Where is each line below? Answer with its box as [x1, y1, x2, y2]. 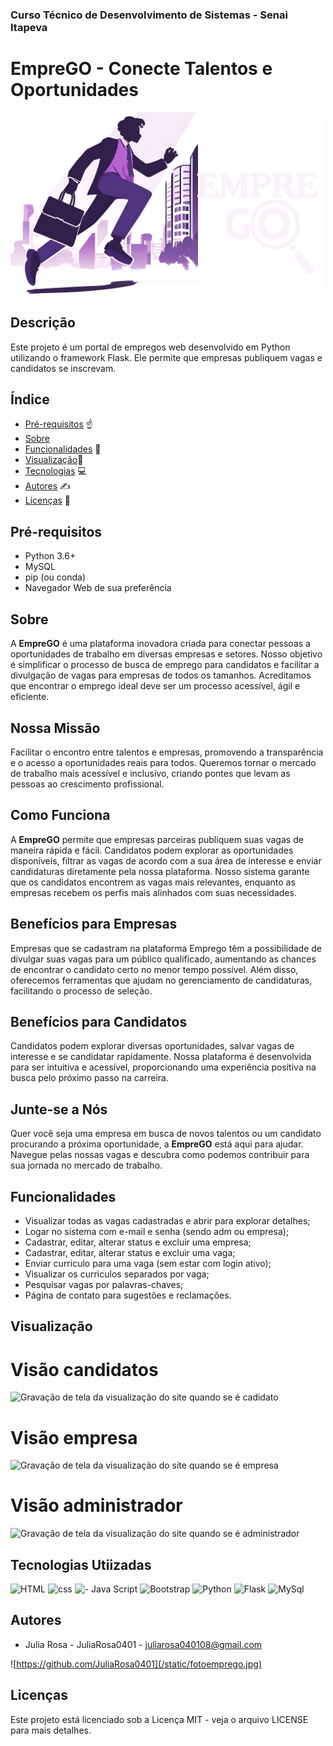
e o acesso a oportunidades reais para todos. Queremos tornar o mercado [10, 756, 317, 768]
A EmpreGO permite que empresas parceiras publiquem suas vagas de [10, 833, 304, 845]
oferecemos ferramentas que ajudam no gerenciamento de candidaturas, [10, 974, 313, 986]
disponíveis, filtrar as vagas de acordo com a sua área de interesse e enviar [10, 854, 322, 867]
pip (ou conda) [24, 571, 87, 583]
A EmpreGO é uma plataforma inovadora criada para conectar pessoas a [10, 638, 311, 650]
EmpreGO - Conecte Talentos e [10, 58, 273, 80]
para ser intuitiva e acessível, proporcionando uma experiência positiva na [10, 1061, 317, 1073]
